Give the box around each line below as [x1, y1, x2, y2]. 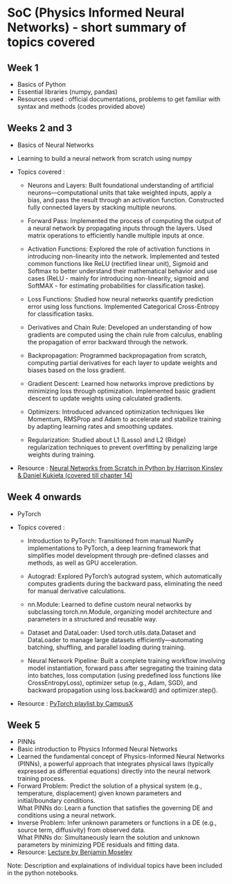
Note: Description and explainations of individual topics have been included [7, 861, 223, 870]
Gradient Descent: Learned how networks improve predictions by [27, 379, 215, 387]
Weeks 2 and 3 [7, 123, 73, 134]
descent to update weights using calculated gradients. [27, 394, 183, 403]
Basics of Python [17, 80, 66, 88]
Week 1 [7, 62, 39, 73]
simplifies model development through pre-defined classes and [27, 551, 209, 559]
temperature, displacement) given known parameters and [17, 789, 181, 797]
